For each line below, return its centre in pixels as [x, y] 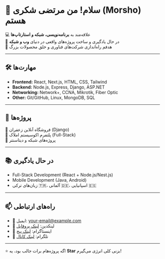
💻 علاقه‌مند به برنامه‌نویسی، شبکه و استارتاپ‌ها [48, 34]
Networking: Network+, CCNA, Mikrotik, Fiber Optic [65, 92]
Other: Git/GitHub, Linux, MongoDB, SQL [54, 97]
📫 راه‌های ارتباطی [30, 206]
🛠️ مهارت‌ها [21, 68]
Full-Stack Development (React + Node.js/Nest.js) [63, 175]
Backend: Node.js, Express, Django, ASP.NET [58, 87]
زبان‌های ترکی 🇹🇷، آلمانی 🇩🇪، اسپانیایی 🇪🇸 [54, 185]
